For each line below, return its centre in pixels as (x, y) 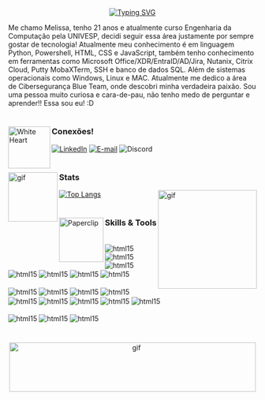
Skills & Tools (131, 222)
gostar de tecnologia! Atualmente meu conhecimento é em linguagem (121, 44)
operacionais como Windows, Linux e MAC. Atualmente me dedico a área (127, 78)
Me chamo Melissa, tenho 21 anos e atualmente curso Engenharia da (120, 28)
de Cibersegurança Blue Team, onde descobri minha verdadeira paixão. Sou (132, 86)
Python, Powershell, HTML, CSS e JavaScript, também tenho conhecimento (131, 53)
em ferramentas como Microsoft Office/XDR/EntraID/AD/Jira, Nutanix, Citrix (131, 61)
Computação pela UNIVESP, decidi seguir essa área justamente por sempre (131, 36)
